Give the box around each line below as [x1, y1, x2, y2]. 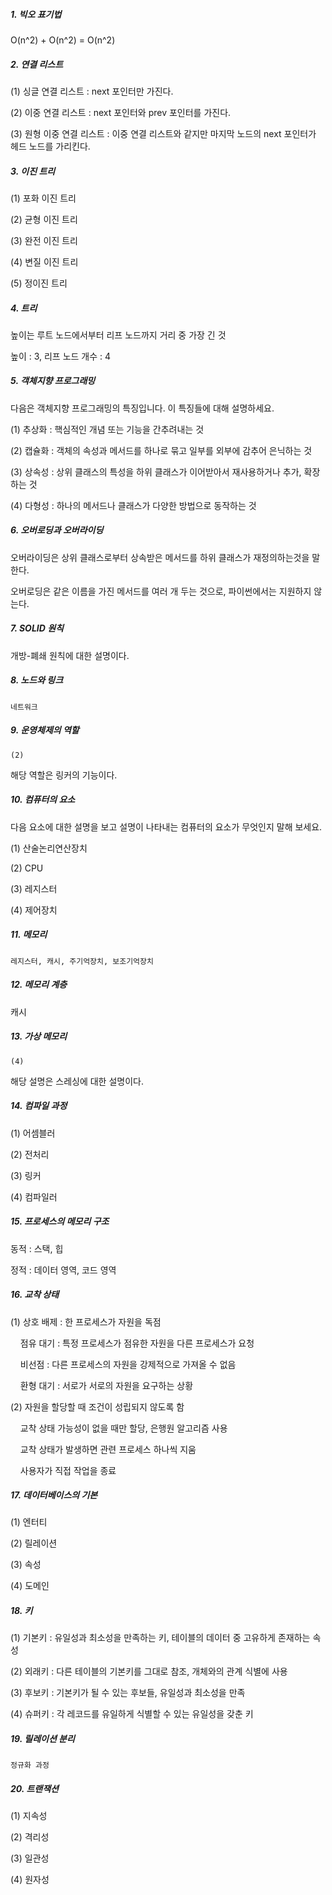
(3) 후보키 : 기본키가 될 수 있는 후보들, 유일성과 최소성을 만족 [10, 1687, 246, 1699]
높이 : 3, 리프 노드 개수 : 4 [10, 350, 112, 362]
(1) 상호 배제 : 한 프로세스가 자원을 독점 [10, 1315, 162, 1328]
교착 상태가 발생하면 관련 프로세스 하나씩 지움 [19, 1443, 197, 1455]
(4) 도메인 [10, 1580, 50, 1592]
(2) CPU [10, 862, 44, 874]
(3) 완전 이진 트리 [10, 234, 78, 246]
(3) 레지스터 [10, 882, 58, 894]
